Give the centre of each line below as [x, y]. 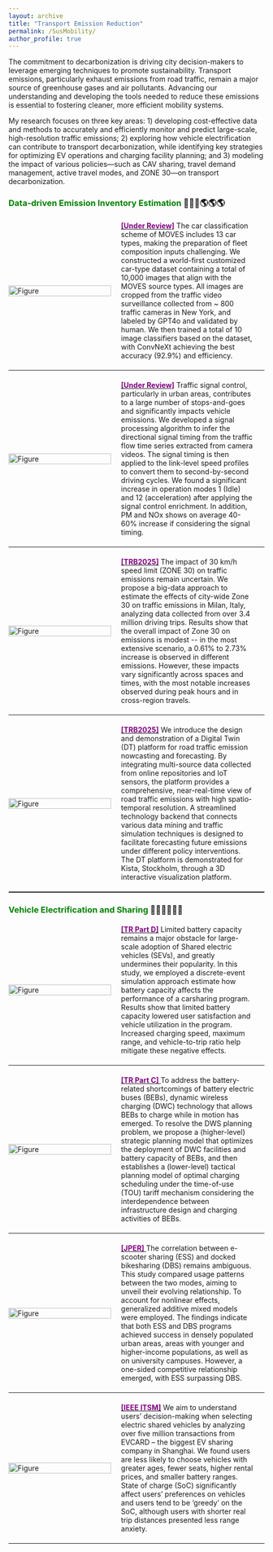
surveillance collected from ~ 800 [177, 304]
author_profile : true [45, 39]
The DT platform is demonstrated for [182, 860]
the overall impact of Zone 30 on [175, 631]
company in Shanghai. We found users [185, 1451]
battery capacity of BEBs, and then [179, 1159]
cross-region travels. [156, 701]
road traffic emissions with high [173, 799]
